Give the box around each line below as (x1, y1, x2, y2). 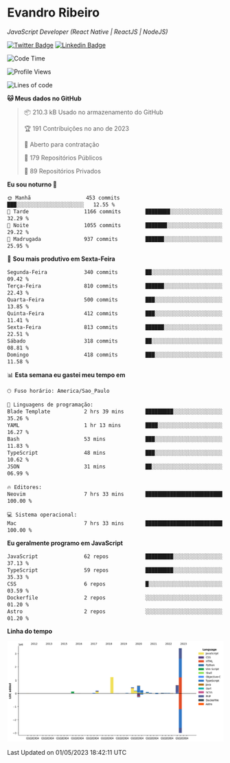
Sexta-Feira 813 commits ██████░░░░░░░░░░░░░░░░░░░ (7, 323, 223, 331)
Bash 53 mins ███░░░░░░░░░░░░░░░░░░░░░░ (7, 436, 223, 442)
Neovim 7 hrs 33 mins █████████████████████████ (7, 491, 223, 497)
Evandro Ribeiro (7, 5, 100, 21)
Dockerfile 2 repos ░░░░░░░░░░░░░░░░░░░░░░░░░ (7, 594, 223, 601)
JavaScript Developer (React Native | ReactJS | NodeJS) (7, 28, 168, 36)
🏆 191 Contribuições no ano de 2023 (23, 124, 129, 132)
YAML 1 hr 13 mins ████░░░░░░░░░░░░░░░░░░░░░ (7, 422, 223, 429)
